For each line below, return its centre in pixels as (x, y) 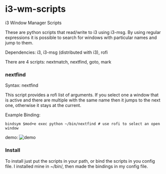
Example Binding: (23, 115)
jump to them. (19, 42)
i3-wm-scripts (35, 9)
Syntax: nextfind (22, 85)
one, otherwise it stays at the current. (43, 105)
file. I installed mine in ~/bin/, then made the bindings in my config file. (77, 166)
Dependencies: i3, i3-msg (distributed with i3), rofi (56, 52)
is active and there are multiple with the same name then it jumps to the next (83, 100)
